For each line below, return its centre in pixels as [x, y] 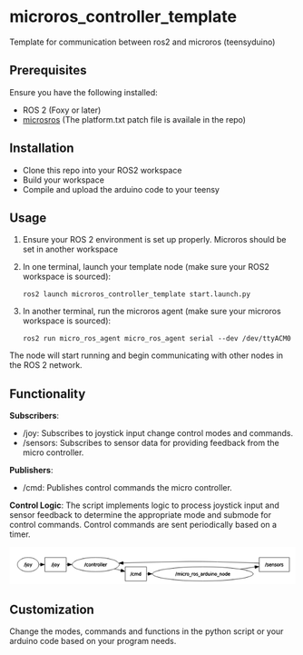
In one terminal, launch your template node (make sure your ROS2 [146, 267]
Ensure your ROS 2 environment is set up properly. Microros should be [154, 240]
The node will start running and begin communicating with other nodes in [147, 355]
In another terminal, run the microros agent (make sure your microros [151, 312]
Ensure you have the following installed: [84, 92]
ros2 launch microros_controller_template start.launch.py [137, 294]
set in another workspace [70, 249]
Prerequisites [48, 70]
